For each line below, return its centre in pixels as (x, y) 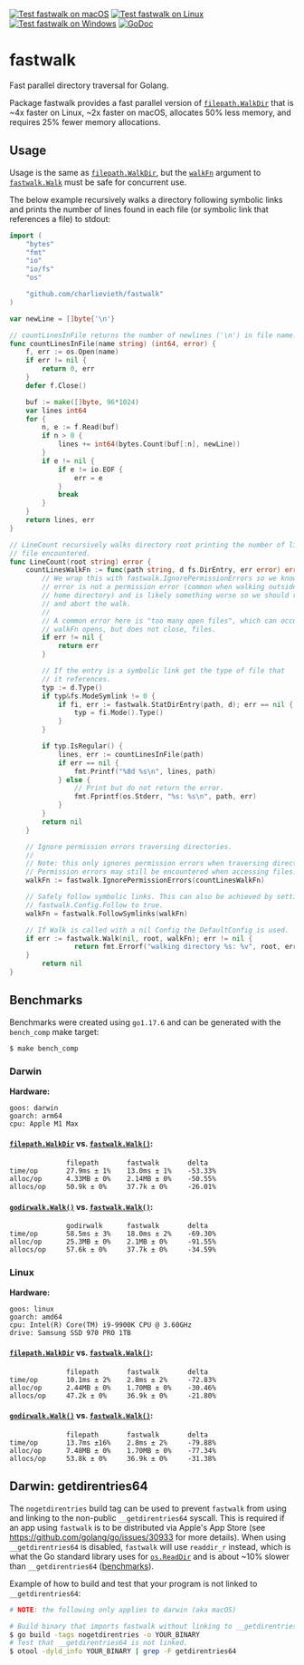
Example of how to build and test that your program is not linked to (133, 1583)
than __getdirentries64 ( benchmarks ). (81, 1566)
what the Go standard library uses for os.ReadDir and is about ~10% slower (149, 1556)
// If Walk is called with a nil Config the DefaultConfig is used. (157, 930)
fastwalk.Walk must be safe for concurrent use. (98, 182)
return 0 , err (68, 369)
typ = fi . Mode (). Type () (119, 713)
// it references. (76, 679)
